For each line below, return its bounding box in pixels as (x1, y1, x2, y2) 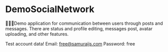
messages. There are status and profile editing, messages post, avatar (5, 25, 153, 31)
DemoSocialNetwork (5, 4, 95, 15)
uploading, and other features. (5, 31, 69, 37)
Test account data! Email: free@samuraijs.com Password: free (5, 40, 136, 46)
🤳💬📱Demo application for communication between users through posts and (5, 20, 163, 26)
